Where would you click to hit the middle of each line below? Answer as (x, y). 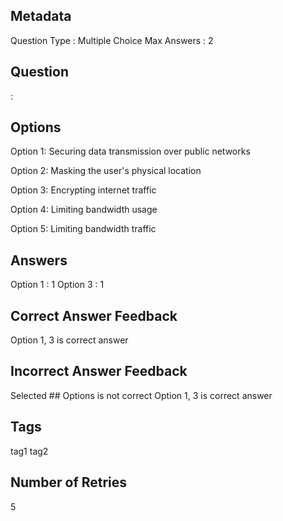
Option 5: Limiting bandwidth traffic (83, 229)
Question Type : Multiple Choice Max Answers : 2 (112, 40)
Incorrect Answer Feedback (99, 371)
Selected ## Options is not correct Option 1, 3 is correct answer (141, 395)
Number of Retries (69, 482)
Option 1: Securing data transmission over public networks (130, 151)
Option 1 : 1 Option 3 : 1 (57, 285)
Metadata (41, 16)
